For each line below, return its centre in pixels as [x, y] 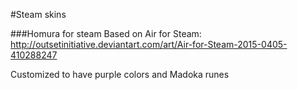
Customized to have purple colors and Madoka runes [120, 74]
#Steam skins [38, 14]
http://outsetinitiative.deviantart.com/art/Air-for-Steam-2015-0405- [149, 44]
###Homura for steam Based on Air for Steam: [106, 33]
